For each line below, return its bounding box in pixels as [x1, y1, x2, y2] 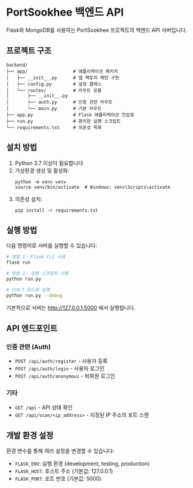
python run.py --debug [6, 292, 63, 299]
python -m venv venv [14, 179, 66, 185]
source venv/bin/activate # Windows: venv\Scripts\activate [14, 184, 171, 190]
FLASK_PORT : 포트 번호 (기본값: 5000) [14, 475, 102, 483]
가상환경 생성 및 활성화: [14, 167, 70, 174]
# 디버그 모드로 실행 [6, 287, 50, 293]
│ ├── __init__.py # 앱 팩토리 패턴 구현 [6, 74, 120, 81]
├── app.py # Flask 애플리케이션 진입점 [6, 112, 134, 118]
